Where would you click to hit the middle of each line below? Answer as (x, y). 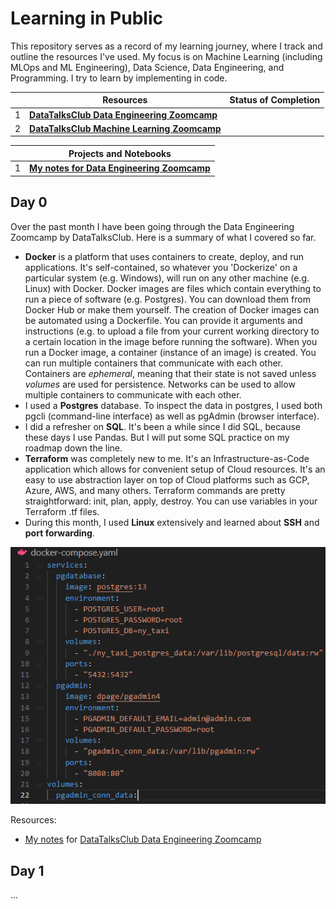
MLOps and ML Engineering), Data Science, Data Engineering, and (147, 67)
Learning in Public (86, 18)
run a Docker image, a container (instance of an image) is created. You (170, 352)
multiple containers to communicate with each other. (133, 394)
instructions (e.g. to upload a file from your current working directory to (172, 331)
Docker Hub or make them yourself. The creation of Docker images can (172, 309)
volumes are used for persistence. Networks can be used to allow (160, 384)
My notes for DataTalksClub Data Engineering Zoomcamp (143, 839)
